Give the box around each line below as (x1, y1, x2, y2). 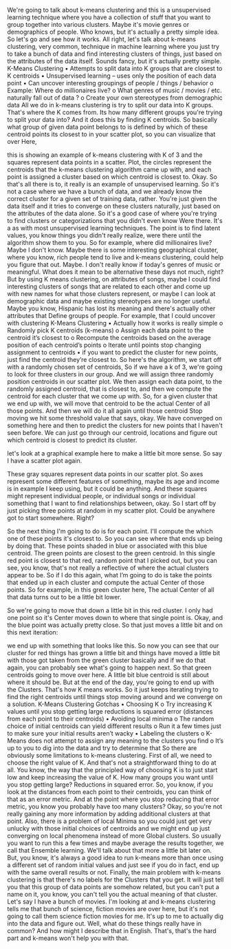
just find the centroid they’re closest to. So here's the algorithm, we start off (7, 356, 222, 363)
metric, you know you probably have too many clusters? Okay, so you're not (7, 802, 223, 811)
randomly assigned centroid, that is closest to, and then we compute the (7, 385, 212, 393)
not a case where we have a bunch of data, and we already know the (7, 187, 203, 195)
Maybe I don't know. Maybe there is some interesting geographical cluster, (7, 246, 219, 254)
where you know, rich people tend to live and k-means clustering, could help (7, 253, 223, 261)
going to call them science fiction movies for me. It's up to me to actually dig (7, 912, 223, 920)
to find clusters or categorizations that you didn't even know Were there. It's (7, 217, 223, 224)
